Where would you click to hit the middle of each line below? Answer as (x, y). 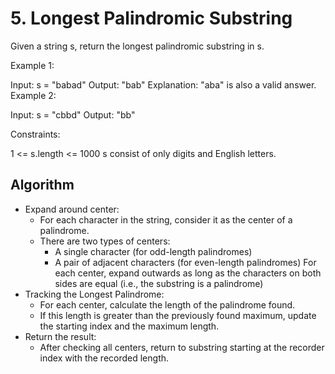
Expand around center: (72, 209)
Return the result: (60, 336)
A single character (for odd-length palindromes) (153, 251)
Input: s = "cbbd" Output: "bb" (73, 114)
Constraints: (35, 134)
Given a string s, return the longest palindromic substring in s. (137, 46)
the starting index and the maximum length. (129, 326)
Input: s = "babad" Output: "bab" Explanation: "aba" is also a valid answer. (163, 84)
